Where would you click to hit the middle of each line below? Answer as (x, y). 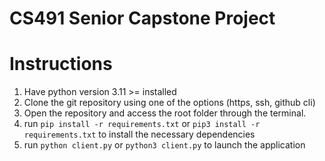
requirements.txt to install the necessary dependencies (139, 134)
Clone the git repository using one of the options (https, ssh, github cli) (169, 103)
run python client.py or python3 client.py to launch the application (164, 145)
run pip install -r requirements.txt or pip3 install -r (142, 124)
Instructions (61, 64)
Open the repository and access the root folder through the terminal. (165, 113)
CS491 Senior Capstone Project (142, 18)
